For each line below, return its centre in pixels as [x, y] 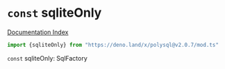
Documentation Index [38, 32]
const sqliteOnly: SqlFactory [48, 58]
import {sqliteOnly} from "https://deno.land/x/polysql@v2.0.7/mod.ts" [113, 45]
